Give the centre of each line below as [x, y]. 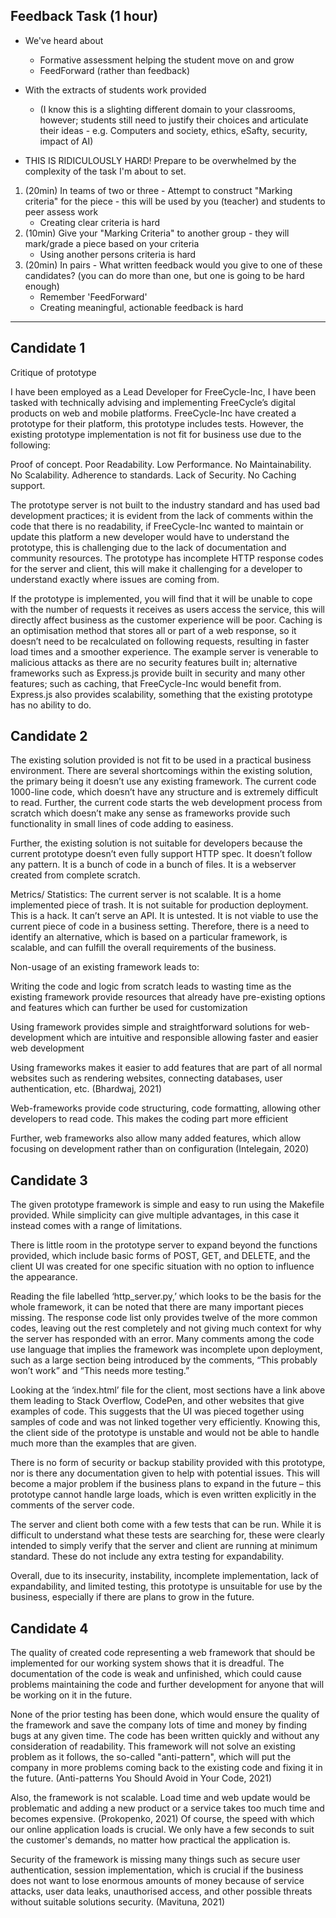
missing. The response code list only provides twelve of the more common [164, 1318]
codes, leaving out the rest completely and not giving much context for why [166, 1328]
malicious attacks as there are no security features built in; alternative [154, 662]
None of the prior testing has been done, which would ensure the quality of [165, 1715]
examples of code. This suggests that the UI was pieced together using [157, 1411]
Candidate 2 [49, 736]
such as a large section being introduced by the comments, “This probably [164, 1360]
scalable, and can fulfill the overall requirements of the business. [143, 948]
